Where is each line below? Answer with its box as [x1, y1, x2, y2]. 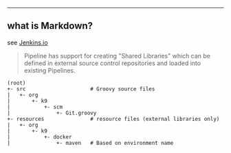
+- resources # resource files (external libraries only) [7, 115, 220, 122]
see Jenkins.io [7, 38, 48, 47]
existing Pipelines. [23, 66, 76, 74]
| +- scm [7, 104, 63, 110]
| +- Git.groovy [7, 109, 97, 117]
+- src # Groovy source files [7, 85, 155, 93]
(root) [7, 80, 26, 86]
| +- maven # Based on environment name [7, 139, 174, 146]
